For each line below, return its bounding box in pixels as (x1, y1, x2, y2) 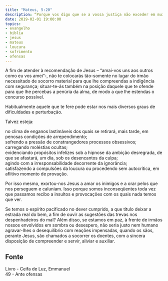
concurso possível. (5, 94, 44, 100)
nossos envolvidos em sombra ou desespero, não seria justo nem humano (5, 222, 158, 228)
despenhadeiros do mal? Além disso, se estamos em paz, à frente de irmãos (5, 217, 162, 223)
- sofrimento (5, 49, 32, 54)
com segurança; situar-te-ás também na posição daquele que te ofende (5, 83, 154, 89)
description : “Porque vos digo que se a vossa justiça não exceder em (5, 12, 155, 17)
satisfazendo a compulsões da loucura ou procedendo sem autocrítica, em (5, 165, 159, 171)
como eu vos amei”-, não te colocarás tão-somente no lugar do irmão (5, 73, 149, 79)
